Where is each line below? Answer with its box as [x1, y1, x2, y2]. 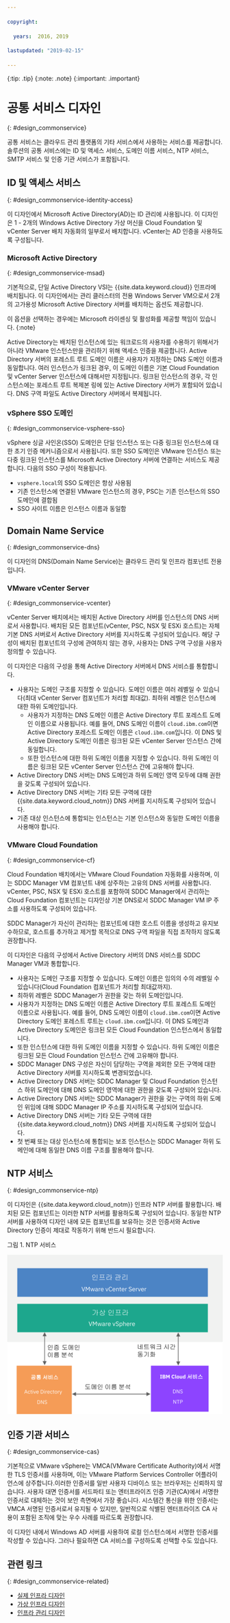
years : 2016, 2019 [13, 33, 69, 40]
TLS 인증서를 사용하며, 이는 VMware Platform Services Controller [14, 1471, 194, 1479]
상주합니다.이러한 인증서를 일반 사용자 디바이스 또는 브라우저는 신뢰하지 [25, 1479, 216, 1487]
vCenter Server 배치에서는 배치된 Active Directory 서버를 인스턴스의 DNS [7, 613, 207, 622]
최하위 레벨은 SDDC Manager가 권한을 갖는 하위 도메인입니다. [16, 991, 183, 999]
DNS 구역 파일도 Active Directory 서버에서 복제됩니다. [16, 389, 162, 398]
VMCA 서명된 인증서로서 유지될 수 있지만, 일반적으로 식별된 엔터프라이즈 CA [7, 1505, 211, 1513]
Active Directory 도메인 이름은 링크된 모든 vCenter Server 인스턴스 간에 [27, 737, 222, 745]
